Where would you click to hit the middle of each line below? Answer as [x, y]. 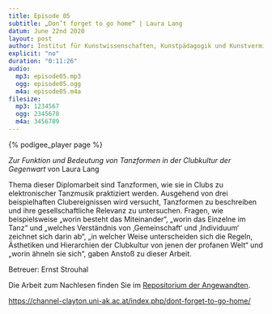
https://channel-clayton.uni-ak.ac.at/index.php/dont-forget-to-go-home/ [130, 300]
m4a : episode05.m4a [49, 91]
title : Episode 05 [39, 16]
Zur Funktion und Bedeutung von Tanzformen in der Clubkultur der [120, 160]
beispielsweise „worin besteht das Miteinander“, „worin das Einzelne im [127, 219]
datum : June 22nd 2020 [47, 31]
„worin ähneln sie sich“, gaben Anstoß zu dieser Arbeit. [100, 253]
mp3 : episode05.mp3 [49, 76]
